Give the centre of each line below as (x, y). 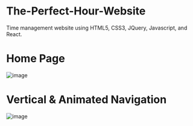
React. (14, 34)
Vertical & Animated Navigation (87, 100)
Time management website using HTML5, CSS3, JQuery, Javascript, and (97, 28)
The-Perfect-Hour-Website (76, 11)
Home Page (36, 59)
